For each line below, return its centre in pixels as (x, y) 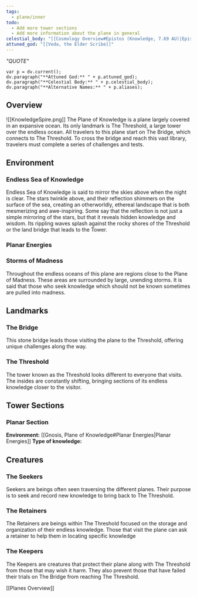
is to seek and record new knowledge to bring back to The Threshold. (90, 495)
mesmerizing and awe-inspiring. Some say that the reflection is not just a (94, 211)
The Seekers (24, 477)
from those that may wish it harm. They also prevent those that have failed (96, 570)
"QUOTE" (18, 61)
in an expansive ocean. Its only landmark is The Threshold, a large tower (94, 125)
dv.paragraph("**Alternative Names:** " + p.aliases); (74, 87)
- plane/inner (28, 17)
